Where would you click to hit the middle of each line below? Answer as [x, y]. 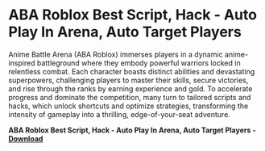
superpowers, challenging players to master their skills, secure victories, [128, 80]
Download [26, 138]
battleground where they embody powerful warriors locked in [139, 63]
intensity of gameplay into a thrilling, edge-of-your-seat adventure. [120, 114]
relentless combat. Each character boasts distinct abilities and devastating [132, 71]
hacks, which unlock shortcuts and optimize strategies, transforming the [128, 106]
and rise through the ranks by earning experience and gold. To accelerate [130, 88]
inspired [22, 63]
